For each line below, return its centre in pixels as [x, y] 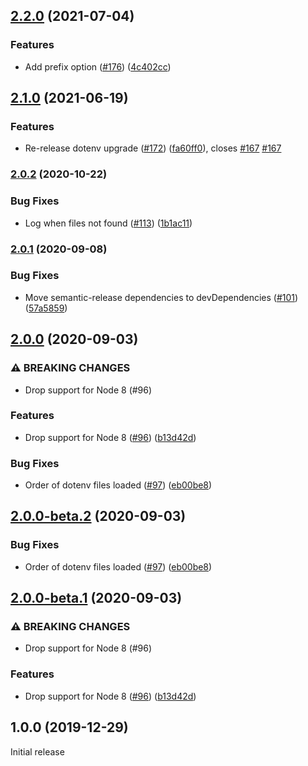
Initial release [37, 751]
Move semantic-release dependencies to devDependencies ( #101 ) [161, 297]
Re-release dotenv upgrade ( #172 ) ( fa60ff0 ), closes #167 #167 [153, 148]
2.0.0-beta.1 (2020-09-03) [96, 598]
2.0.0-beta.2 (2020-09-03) [98, 516]
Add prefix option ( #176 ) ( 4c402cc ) [98, 66]
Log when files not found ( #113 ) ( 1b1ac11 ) [108, 223]
